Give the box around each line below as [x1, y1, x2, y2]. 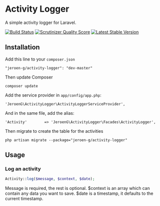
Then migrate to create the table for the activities [5, 128, 103, 134]
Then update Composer [5, 74, 53, 80]
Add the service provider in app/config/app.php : [5, 92, 101, 98]
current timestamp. [5, 196, 43, 202]
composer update [5, 83, 38, 88]
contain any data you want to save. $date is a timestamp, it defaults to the [5, 190, 154, 196]
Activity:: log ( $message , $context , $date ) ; [5, 177, 95, 182]
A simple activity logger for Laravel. [5, 20, 77, 25]
